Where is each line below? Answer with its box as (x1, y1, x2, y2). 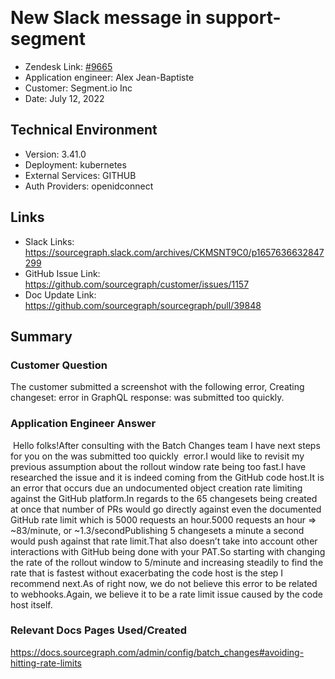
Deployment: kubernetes (24, 158, 127, 171)
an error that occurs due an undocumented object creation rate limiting (10, 482, 303, 494)
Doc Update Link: (24, 288, 97, 301)
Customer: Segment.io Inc (24, 82, 133, 94)
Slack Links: (24, 235, 75, 247)
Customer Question (10, 358, 108, 372)
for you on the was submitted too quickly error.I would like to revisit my (10, 450, 305, 462)
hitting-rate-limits (10, 657, 82, 669)
